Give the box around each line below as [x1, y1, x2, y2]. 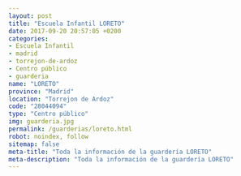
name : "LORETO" [8, 79, 60, 88]
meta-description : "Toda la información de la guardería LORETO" [8, 155, 234, 163]
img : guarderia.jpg [8, 118, 75, 126]
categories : [8, 34, 49, 43]
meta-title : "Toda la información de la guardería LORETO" [8, 148, 213, 156]
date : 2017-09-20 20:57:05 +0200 [8, 27, 122, 35]
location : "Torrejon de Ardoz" [8, 95, 114, 103]
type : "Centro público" [8, 110, 89, 118]
